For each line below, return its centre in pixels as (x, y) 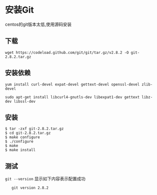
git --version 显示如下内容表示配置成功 (45, 179)
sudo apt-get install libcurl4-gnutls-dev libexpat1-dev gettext (72, 97)
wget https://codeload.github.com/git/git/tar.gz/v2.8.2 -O (67, 52)
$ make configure (23, 137)
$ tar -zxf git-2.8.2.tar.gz (34, 129)
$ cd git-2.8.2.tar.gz (28, 133)
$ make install (20, 150)
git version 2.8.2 (30, 188)
